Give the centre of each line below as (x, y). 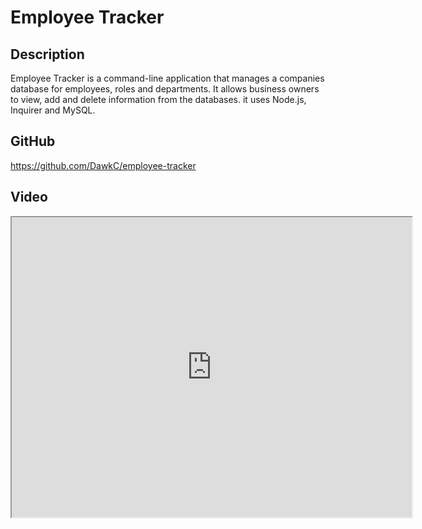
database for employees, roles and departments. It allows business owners (165, 89)
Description (47, 54)
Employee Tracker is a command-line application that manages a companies (167, 78)
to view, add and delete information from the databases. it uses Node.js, (158, 99)
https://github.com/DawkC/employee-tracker (103, 165)
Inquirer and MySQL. (53, 110)
